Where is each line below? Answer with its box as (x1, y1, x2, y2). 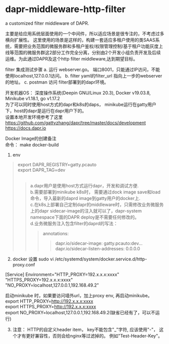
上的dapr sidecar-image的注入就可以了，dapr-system (30, 208, 142, 214)
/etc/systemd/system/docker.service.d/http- (54, 256, 147, 262)
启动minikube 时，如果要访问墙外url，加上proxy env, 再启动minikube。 (5, 292, 152, 298)
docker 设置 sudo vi (12, 256, 54, 262)
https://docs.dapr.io (5, 125, 46, 131)
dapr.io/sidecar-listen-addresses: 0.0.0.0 (55, 245, 140, 251)
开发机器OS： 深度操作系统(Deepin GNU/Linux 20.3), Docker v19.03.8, (5, 90, 151, 96)
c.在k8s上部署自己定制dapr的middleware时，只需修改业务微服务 (30, 201, 164, 208)
